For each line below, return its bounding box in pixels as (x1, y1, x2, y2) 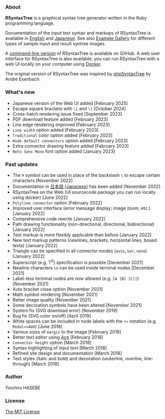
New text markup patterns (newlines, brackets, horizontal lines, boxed (12, 237, 157, 243)
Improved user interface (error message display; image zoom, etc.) (12, 205, 151, 211)
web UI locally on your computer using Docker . (5, 61, 102, 67)
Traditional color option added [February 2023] (12, 132, 113, 138)
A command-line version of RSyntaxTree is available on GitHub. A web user (5, 50, 160, 56)
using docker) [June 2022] (12, 194, 68, 200)
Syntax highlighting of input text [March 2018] (12, 345, 107, 351)
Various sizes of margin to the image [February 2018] (12, 329, 121, 335)
